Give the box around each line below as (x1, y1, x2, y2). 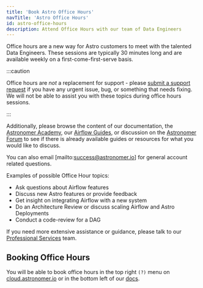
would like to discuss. (6, 142, 61, 149)
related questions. (6, 160, 52, 168)
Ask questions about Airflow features (15, 184, 109, 191)
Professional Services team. (6, 234, 77, 242)
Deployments (15, 210, 49, 217)
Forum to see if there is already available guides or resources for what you (6, 135, 194, 143)
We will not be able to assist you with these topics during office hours (6, 92, 182, 99)
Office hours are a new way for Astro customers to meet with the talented (6, 43, 191, 50)
